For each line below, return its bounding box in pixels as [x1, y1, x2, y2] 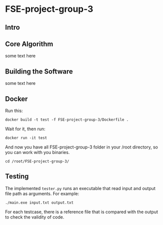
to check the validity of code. [5, 214, 65, 220]
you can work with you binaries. [5, 150, 70, 155]
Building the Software [5, 67, 73, 75]
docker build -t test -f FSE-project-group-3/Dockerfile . [5, 117, 129, 122]
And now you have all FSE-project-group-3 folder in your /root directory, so [5, 144, 159, 150]
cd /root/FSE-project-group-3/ [5, 159, 69, 164]
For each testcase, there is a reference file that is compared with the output [5, 209, 159, 215]
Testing [5, 172, 29, 181]
